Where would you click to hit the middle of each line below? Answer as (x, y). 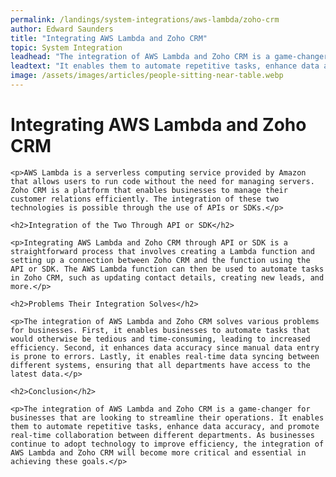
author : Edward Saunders (62, 29)
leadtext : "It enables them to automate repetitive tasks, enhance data (165, 66)
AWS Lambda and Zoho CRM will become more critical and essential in (158, 452)
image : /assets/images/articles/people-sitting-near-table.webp (147, 76)
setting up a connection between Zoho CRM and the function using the (160, 260)
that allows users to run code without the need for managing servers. (162, 181)
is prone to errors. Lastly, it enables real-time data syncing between (165, 356)
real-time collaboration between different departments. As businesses (162, 435)
